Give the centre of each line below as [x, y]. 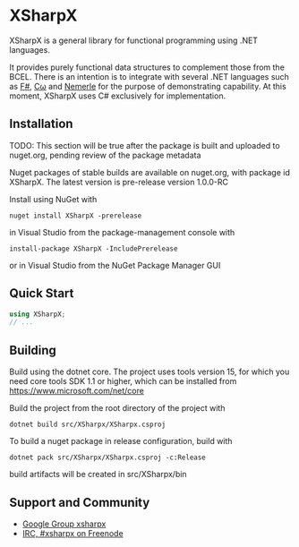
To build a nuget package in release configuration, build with [121, 441]
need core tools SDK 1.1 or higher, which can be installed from [123, 381]
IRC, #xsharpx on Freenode [73, 533]
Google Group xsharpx [64, 524]
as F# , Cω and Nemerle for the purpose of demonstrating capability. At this [148, 86]
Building [33, 350]
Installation [41, 124]
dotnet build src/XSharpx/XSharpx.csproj [88, 425]
